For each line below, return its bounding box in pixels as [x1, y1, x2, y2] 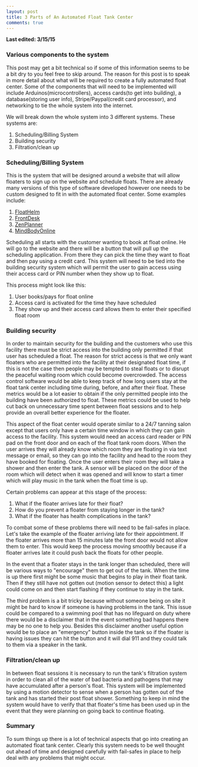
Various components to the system [6, 51, 109, 59]
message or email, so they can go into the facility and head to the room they [6, 452, 191, 459]
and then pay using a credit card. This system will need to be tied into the [6, 257, 185, 264]
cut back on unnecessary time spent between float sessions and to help [6, 403, 182, 410]
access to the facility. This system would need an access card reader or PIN [6, 433, 191, 441]
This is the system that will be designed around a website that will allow [6, 171, 180, 179]
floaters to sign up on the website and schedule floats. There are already [6, 178, 183, 185]
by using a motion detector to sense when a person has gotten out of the [6, 688, 184, 695]
